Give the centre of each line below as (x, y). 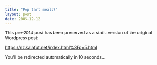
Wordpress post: (22, 38)
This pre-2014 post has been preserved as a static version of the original (78, 33)
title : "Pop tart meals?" (31, 10)
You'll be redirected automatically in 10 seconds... (55, 57)
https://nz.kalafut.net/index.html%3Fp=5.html (51, 48)
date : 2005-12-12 (23, 19)
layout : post (18, 14)
